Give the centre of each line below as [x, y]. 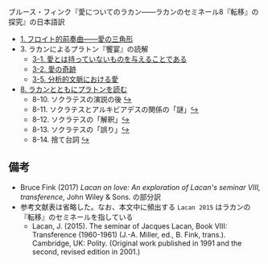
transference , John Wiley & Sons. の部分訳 [91, 196]
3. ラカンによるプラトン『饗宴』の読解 [84, 49]
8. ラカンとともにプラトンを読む [74, 89]
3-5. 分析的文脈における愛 [75, 79]
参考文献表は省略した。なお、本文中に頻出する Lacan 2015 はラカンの [135, 207]
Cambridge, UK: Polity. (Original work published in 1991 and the [137, 243]
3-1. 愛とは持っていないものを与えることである [109, 59]
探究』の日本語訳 [37, 22]
